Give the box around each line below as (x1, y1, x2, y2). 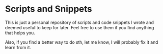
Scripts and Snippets (5, 3, 92, 15)
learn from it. (5, 44, 31, 50)
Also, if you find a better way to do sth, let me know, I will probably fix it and (5, 39, 158, 45)
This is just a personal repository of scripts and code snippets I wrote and (5, 19, 154, 25)
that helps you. (5, 30, 35, 36)
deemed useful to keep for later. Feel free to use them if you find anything (5, 24, 154, 30)
